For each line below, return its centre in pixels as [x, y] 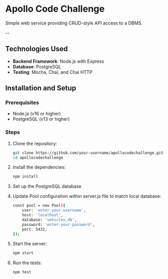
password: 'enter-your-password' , [59, 224]
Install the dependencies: [39, 167]
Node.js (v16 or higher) [37, 114]
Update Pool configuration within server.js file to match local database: [87, 196]
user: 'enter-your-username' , [54, 210]
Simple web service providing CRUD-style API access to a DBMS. [74, 23]
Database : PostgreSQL [37, 66]
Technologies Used [36, 49]
